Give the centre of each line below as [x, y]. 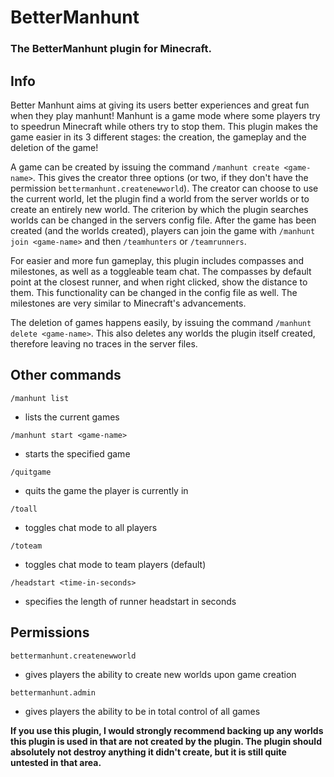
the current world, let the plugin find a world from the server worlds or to [160, 198]
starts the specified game [77, 453]
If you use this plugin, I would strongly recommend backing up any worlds [167, 730]
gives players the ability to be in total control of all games [142, 711]
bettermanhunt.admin [53, 692]
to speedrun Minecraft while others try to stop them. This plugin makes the [164, 126]
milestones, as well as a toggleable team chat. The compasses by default [161, 271]
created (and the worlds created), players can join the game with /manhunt [163, 230]
